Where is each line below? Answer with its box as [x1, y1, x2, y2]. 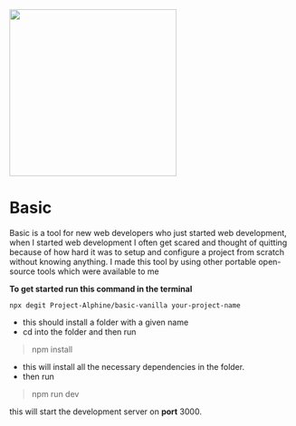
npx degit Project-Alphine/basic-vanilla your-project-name [9, 300, 242, 310]
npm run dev [31, 388, 80, 399]
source [9, 266, 36, 277]
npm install [31, 344, 73, 355]
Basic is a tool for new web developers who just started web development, [9, 227, 287, 238]
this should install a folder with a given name [22, 317, 189, 327]
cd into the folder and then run [22, 326, 137, 337]
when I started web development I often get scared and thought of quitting [9, 237, 288, 248]
